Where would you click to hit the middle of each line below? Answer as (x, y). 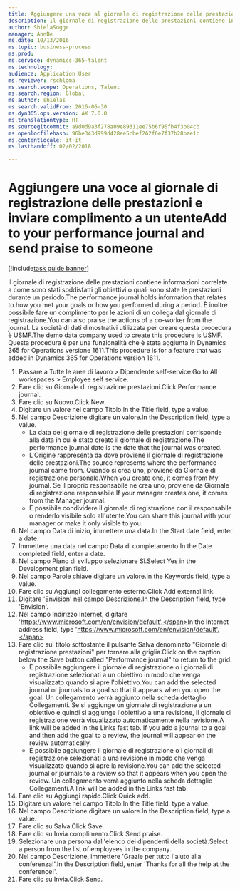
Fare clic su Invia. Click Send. (61, 879)
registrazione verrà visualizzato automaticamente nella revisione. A (126, 720)
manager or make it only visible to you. (86, 523)
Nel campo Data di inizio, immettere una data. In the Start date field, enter (125, 531)
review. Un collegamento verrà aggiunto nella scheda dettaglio (121, 781)
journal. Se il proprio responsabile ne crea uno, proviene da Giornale (129, 485)
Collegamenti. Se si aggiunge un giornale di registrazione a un (120, 705)
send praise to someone (81, 248)
